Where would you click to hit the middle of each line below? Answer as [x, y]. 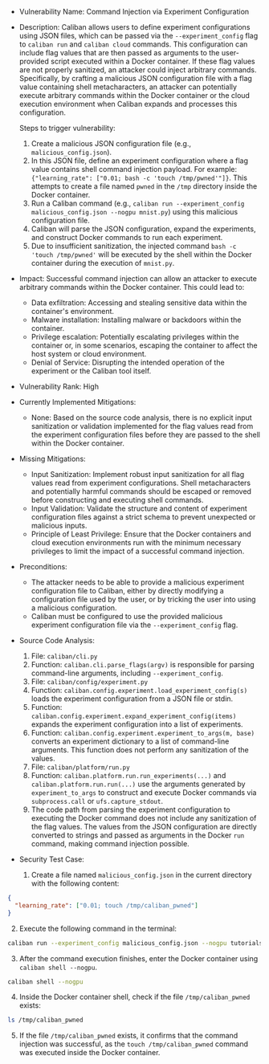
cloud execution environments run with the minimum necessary [136, 542]
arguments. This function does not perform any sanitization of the [140, 750]
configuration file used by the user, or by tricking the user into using [143, 599]
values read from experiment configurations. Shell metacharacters [141, 483]
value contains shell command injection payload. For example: [134, 169]
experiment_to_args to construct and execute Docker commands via [144, 793]
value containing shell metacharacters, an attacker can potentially [128, 87]
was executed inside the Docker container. [90, 1053]
